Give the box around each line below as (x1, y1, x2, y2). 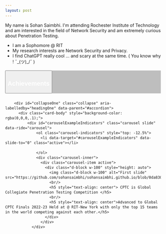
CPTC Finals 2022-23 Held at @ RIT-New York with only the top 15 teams (5, 205, 158, 210)
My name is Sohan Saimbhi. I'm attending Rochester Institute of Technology (5, 22, 160, 28)
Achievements (7, 80, 50, 88)
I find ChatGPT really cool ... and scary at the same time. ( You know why (12, 52, 161, 59)
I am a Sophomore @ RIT (12, 42, 63, 48)
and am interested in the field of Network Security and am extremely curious (5, 27, 161, 33)
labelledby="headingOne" (5, 106, 56, 111)
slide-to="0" (5, 140, 32, 145)
